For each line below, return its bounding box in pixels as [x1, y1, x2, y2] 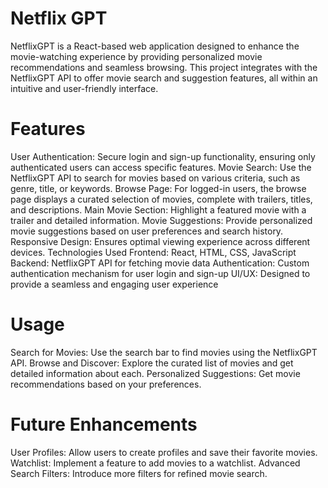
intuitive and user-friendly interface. [10, 82, 159, 94]
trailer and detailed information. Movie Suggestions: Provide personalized [10, 214, 313, 226]
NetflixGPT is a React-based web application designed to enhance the [10, 40, 300, 52]
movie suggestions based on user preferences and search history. [10, 225, 284, 237]
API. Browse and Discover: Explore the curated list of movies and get [10, 357, 294, 369]
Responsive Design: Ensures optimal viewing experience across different [10, 235, 311, 247]
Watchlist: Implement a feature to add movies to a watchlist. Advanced [10, 457, 301, 469]
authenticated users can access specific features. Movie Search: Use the [10, 161, 312, 173]
